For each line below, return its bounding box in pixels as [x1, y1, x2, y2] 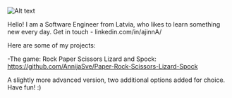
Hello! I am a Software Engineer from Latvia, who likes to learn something [7, 20, 221, 28]
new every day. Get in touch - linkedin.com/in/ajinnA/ [7, 28, 162, 36]
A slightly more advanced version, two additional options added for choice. [7, 76, 226, 84]
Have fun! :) [7, 83, 42, 91]
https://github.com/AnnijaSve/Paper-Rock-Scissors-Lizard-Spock [7, 62, 198, 70]
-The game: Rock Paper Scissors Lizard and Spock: [7, 55, 157, 63]
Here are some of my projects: [7, 41, 96, 49]
